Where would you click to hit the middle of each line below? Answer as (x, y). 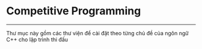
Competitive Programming (74, 11)
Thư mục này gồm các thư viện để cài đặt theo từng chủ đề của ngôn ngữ (97, 33)
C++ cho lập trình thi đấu (37, 39)
